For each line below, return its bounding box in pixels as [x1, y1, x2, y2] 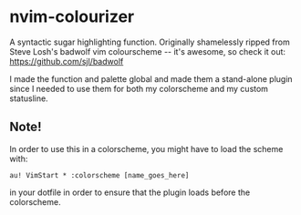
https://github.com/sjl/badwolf [9, 56, 124, 67]
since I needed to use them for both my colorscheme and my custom [9, 83, 269, 94]
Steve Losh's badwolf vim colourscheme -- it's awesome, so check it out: [9, 46, 285, 56]
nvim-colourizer [9, 6, 135, 27]
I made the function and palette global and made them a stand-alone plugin [9, 73, 294, 84]
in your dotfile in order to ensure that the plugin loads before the [9, 187, 251, 198]
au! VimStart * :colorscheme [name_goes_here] [9, 170, 190, 179]
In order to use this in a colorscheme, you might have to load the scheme [9, 143, 284, 154]
